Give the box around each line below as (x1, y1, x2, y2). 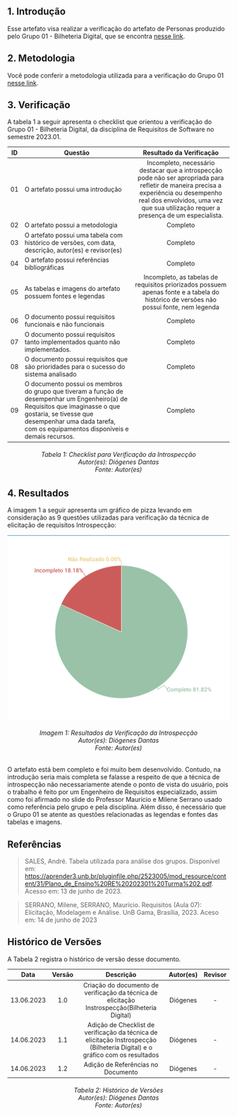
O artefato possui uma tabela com (24, 231, 123, 239)
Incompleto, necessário (147, 159, 215, 167)
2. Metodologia (7, 52, 75, 64)
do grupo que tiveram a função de (24, 388, 123, 396)
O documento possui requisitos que (24, 354, 128, 363)
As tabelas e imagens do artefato (24, 284, 121, 292)
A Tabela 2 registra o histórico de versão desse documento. (7, 954, 181, 963)
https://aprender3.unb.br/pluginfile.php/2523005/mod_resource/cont (24, 872, 227, 881)
